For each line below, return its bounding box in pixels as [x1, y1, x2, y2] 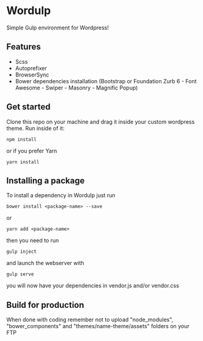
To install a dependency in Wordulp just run [6, 192, 116, 199]
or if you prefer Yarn [6, 147, 57, 154]
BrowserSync [15, 71, 50, 78]
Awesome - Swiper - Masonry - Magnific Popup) [15, 84, 138, 91]
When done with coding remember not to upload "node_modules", [6, 316, 174, 323]
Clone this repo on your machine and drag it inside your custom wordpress [6, 118, 195, 126]
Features [6, 42, 41, 52]
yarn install [6, 159, 40, 165]
